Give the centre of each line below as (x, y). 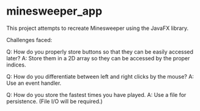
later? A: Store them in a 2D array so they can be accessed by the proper (98, 58)
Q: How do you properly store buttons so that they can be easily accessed (100, 52)
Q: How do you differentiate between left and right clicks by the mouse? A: (100, 76)
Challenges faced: (29, 40)
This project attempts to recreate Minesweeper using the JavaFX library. (97, 28)
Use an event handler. (34, 83)
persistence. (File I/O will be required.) (54, 101)
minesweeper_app (54, 11)
